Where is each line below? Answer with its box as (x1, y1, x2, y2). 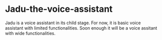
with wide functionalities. (5, 30, 55, 36)
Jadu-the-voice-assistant (5, 3, 113, 15)
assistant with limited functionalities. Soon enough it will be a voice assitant (5, 25, 158, 31)
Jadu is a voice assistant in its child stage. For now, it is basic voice (5, 20, 141, 26)
